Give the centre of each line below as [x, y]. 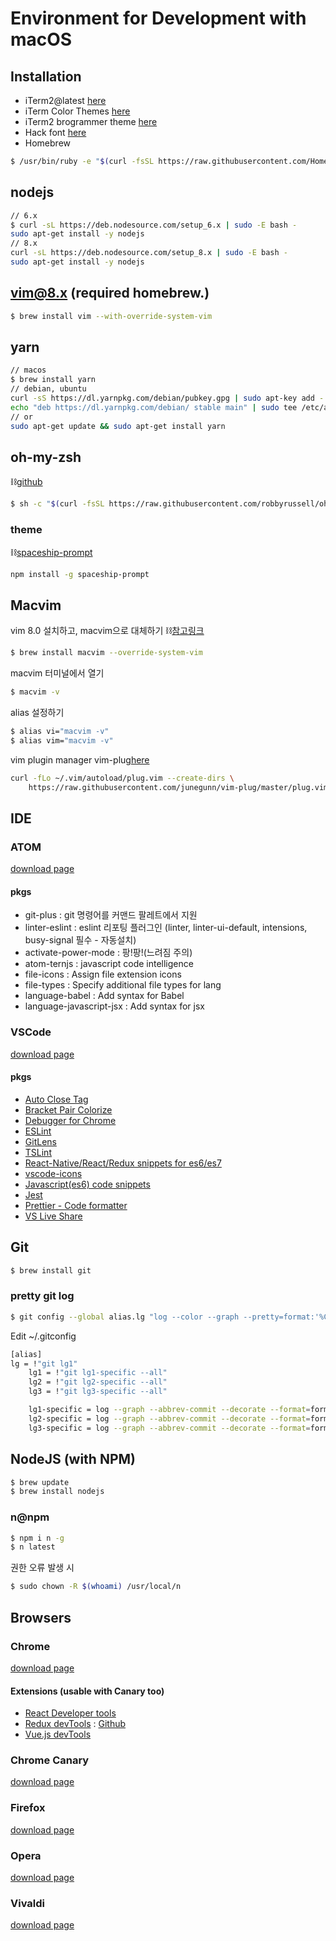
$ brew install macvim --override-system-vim [106, 653]
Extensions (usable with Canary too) [87, 1691]
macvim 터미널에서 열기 [57, 673]
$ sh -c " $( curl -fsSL [57, 504]
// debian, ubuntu [48, 389]
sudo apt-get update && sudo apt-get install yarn [118, 426]
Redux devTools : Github [75, 1724]
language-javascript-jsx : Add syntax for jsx [114, 1006]
